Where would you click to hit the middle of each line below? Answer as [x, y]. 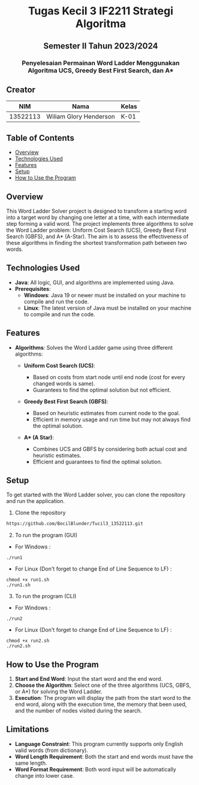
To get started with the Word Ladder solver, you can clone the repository [96, 495]
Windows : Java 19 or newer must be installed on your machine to [105, 295]
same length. [31, 763]
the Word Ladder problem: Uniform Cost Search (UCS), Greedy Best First [97, 230]
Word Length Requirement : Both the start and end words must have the [104, 756]
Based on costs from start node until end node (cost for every [109, 377]
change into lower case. [45, 775]
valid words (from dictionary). [52, 750]
